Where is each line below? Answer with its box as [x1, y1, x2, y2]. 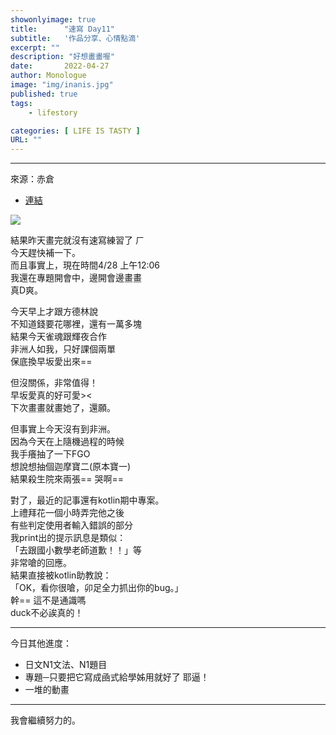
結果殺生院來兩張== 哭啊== [10, 473, 124, 485]
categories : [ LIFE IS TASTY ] [10, 126, 141, 136]
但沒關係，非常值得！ [10, 377, 98, 389]
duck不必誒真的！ [10, 607, 84, 619]
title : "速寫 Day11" [10, 24, 115, 34]
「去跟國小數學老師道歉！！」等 [10, 544, 142, 556]
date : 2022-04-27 [10, 61, 110, 71]
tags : [10, 98, 33, 108]
